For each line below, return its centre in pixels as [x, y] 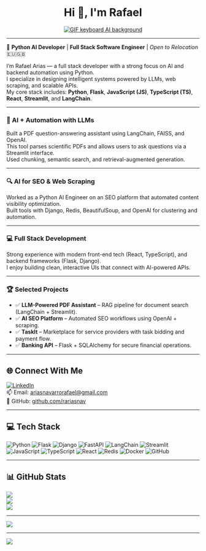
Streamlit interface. [31, 153]
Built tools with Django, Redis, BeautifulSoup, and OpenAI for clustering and [102, 210]
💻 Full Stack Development [47, 238]
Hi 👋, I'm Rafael [103, 13]
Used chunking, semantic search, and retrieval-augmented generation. [96, 159]
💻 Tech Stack [33, 427]
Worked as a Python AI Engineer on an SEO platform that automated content [103, 197]
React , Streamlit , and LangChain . [49, 98]
